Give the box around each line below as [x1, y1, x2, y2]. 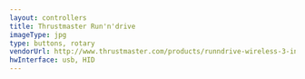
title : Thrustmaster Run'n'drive [9, 22, 136, 31]
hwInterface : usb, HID [9, 55, 95, 64]
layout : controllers [9, 13, 88, 23]
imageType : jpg [9, 30, 67, 39]
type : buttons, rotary [9, 38, 95, 48]
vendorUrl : [9, 47, 51, 56]
